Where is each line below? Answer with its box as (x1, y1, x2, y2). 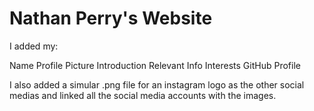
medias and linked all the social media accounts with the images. (9, 89, 277, 101)
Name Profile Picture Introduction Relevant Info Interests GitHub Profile (9, 59, 301, 71)
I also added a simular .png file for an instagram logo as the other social (9, 78, 305, 91)
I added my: (9, 40, 59, 52)
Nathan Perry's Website (9, 7, 213, 30)
